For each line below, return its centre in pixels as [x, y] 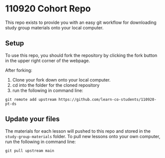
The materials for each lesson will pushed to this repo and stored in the [78, 131]
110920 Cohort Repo [48, 9]
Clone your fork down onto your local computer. [61, 79]
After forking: [19, 70]
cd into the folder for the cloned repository [56, 85]
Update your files [32, 119]
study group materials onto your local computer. [54, 27]
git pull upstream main [30, 151]
